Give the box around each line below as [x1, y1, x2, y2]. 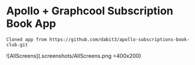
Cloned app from [6, 36, 47, 42]
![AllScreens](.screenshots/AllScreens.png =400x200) [6, 52, 141, 59]
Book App [6, 17, 56, 30]
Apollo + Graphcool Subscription [6, 4, 173, 18]
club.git [6, 42, 28, 48]
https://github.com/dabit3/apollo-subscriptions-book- [49, 36, 190, 42]
